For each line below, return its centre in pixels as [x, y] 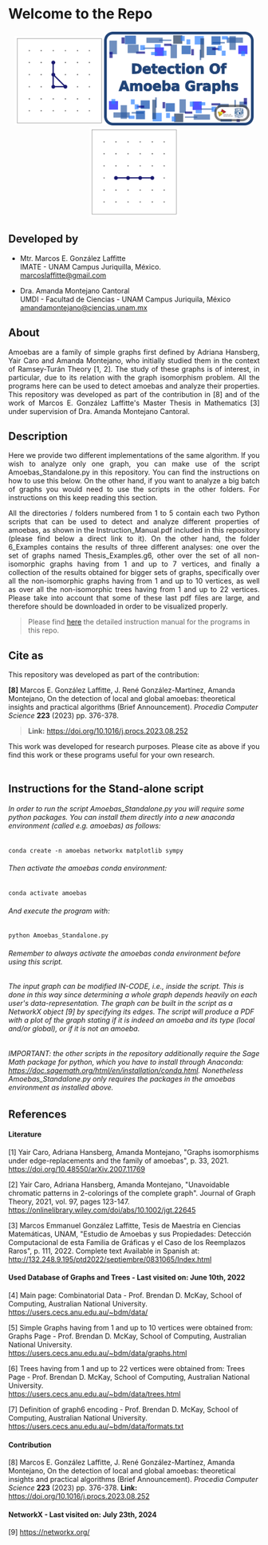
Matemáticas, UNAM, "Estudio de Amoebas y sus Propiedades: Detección [130, 1234]
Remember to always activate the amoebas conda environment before [124, 953]
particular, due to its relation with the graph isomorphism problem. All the [134, 377]
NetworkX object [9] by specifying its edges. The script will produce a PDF [132, 1012]
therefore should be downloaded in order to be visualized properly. [118, 606]
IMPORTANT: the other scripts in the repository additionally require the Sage [134, 1054]
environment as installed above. [61, 1088]
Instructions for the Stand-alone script [106, 788]
